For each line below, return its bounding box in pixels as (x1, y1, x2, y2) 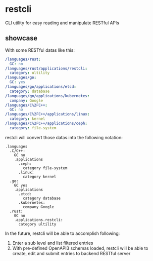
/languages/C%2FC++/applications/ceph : (5, 121, 88, 126)
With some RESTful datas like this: (5, 47, 75, 53)
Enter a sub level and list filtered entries (12, 240, 93, 246)
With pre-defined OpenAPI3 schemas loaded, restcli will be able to (12, 245, 149, 251)
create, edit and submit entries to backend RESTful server (12, 250, 131, 256)
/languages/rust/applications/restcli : (5, 66, 88, 71)
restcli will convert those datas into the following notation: (5, 134, 123, 140)
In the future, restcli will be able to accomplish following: (5, 230, 120, 236)
